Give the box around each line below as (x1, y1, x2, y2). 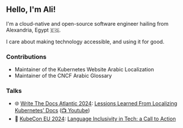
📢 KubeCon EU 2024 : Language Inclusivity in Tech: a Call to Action (14, 115, 176, 122)
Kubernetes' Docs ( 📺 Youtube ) (14, 107, 90, 114)
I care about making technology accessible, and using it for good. (6, 38, 165, 45)
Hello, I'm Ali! (6, 5, 56, 15)
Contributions (6, 53, 47, 61)
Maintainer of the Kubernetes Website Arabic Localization (14, 66, 154, 73)
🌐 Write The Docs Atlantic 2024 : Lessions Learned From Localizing (14, 100, 178, 107)
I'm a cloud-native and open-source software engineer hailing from (6, 20, 169, 27)
